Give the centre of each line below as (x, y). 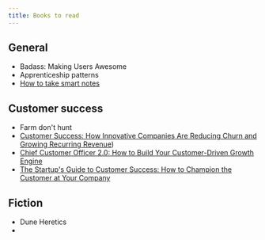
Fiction (26, 203)
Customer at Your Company (65, 178)
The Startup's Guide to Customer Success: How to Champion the (125, 170)
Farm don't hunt (46, 128)
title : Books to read (44, 15)
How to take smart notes (60, 83)
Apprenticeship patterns (59, 75)
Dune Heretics (43, 222)
